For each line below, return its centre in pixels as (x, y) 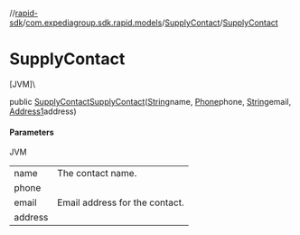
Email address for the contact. (121, 202)
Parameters (32, 132)
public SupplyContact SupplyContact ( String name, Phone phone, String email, (150, 101)
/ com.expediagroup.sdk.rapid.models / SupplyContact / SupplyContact (150, 23)
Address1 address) (43, 111)
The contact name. (97, 174)
